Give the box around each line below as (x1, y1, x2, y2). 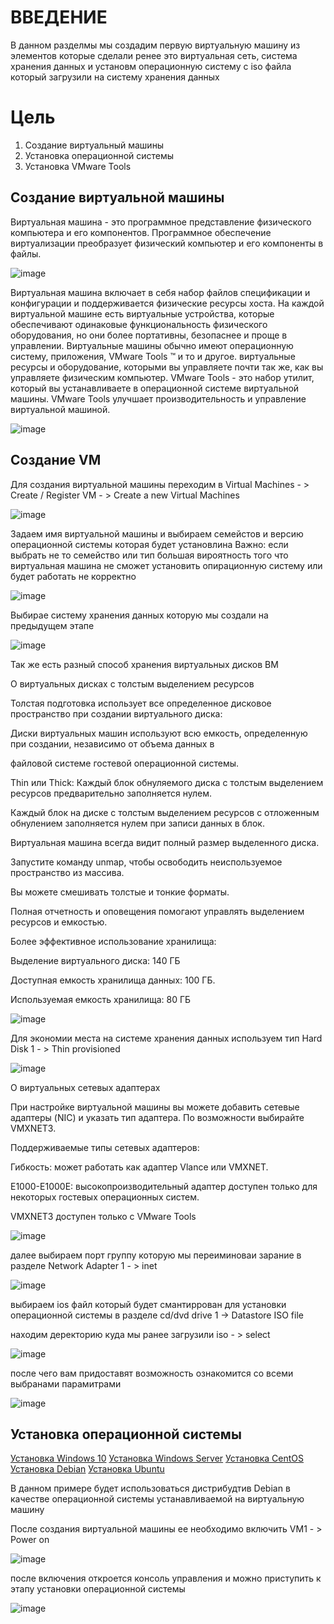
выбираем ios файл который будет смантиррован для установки (10, 1298, 287, 1310)
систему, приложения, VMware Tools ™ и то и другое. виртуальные (10, 350, 296, 362)
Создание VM (10, 452, 102, 469)
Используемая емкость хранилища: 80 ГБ (10, 993, 192, 1005)
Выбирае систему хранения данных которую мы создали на (10, 609, 269, 621)
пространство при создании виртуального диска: (10, 707, 223, 720)
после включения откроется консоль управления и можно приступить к (10, 1572, 322, 1585)
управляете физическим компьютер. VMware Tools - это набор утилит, (10, 371, 315, 383)
